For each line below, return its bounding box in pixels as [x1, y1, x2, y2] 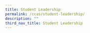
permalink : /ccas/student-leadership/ [5, 12, 85, 16]
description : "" [5, 16, 39, 21]
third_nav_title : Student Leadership [5, 20, 83, 26]
